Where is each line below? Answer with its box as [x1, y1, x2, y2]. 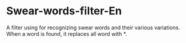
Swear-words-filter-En [6, 4, 122, 18]
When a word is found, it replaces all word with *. [6, 30, 127, 37]
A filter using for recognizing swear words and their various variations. [6, 24, 181, 31]
